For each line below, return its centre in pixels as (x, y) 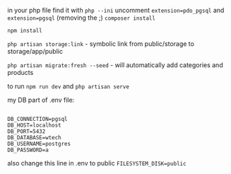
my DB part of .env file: (41, 100)
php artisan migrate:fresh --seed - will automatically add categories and (115, 65)
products (20, 72)
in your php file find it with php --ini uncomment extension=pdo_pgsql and (116, 10)
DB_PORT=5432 (26, 132)
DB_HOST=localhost (34, 125)
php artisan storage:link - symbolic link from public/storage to (101, 44)
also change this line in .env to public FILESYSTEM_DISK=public (97, 163)
